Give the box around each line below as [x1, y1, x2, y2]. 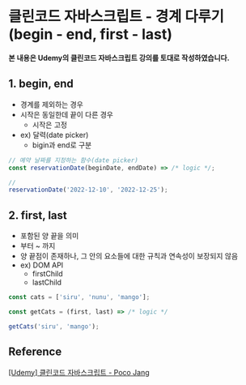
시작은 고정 [32, 119, 67, 130]
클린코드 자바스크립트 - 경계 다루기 [8, 7, 225, 26]
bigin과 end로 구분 [32, 139, 92, 150]
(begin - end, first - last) [8, 25, 172, 44]
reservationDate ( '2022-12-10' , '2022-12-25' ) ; [8, 186, 168, 195]
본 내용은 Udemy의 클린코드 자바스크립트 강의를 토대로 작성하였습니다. [8, 53, 230, 62]
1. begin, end [8, 77, 74, 91]
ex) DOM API [19, 260, 64, 270]
